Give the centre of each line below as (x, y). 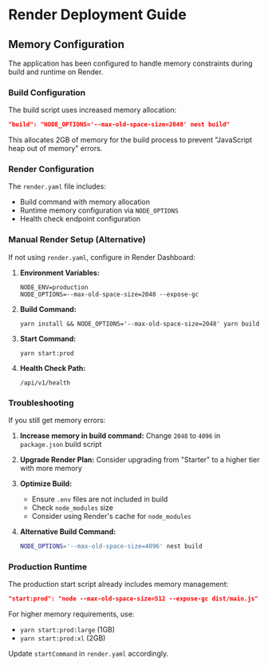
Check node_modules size (73, 508)
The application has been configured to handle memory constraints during (130, 63)
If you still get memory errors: (57, 421)
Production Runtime (48, 567)
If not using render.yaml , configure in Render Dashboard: (102, 257)
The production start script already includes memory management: (118, 584)
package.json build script (61, 445)
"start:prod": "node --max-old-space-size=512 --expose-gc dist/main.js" (134, 599)
